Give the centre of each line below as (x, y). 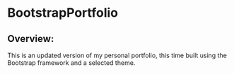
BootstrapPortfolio (63, 13)
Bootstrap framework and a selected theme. (71, 63)
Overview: (31, 39)
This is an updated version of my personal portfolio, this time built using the (117, 55)
